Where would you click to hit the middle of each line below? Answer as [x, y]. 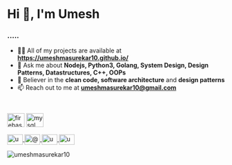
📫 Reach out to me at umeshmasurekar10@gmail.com [97, 88]
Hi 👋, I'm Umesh [54, 14]
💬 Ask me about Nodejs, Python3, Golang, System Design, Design [113, 66]
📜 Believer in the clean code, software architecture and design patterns [121, 80]
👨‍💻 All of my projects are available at [69, 50]
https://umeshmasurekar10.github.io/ [73, 58]
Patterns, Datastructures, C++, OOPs [71, 72]
